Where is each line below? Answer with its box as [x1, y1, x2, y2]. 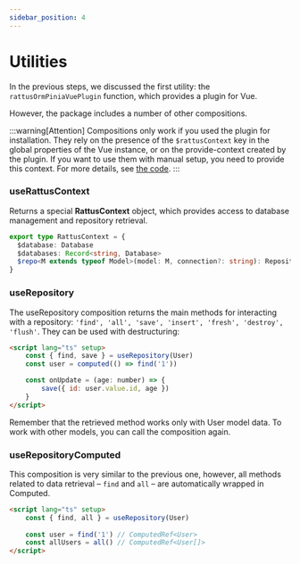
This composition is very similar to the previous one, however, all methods [9, 469, 281, 479]
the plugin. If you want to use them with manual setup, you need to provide [9, 153, 285, 164]
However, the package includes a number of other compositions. [9, 108, 248, 119]
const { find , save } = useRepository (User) [25, 352, 194, 361]
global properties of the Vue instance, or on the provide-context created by [9, 144, 287, 154]
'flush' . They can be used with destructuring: [9, 326, 180, 336]
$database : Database [17, 240, 94, 250]
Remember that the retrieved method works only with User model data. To [9, 417, 282, 427]
